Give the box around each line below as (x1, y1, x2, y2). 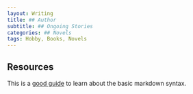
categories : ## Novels (7, 29, 72, 36)
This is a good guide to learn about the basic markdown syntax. (7, 79, 187, 87)
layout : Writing (7, 10, 53, 17)
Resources (7, 61, 54, 73)
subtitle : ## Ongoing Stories (7, 23, 94, 30)
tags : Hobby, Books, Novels (7, 36, 88, 43)
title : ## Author (7, 16, 57, 23)
